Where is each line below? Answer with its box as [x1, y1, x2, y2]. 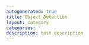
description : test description [6, 30, 84, 36]
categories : [6, 25, 36, 31]
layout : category [6, 19, 49, 25]
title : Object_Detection [6, 14, 68, 20]
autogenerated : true [6, 8, 58, 15]
